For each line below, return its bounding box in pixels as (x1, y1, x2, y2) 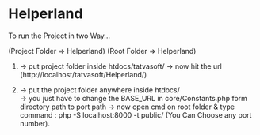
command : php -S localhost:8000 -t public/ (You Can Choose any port (19, 110, 252, 119)
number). (19, 118, 50, 128)
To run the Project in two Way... (8, 31, 111, 40)
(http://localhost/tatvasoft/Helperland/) (19, 69, 147, 79)
